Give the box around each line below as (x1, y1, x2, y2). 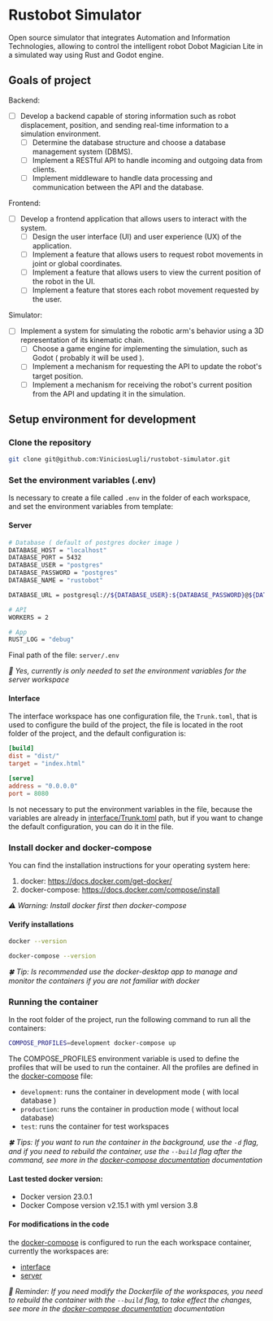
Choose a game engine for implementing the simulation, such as (32, 344, 248, 353)
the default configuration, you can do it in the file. (8, 821, 174, 832)
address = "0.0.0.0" (8, 782, 79, 790)
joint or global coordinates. (32, 259, 123, 269)
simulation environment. (19, 129, 102, 138)
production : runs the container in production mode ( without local (19, 1104, 240, 1114)
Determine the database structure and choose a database (32, 137, 226, 147)
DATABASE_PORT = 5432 (8, 554, 82, 562)
